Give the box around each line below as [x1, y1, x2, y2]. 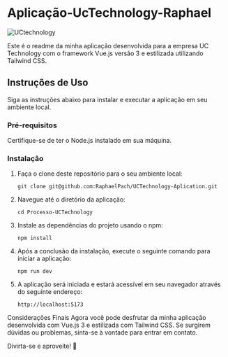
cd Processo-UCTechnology [17, 209, 93, 216]
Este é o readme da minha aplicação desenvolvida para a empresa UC [7, 41, 209, 50]
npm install [17, 234, 52, 242]
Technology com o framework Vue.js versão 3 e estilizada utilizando [7, 49, 204, 57]
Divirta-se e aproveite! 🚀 [7, 342, 77, 351]
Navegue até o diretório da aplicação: [17, 195, 126, 204]
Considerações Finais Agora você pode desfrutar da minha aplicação [7, 314, 206, 322]
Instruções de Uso [7, 77, 89, 89]
